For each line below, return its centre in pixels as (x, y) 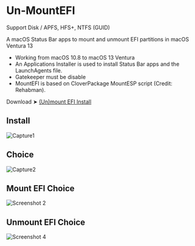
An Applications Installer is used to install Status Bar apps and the (97, 64)
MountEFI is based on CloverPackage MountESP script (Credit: (94, 83)
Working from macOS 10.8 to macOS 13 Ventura (75, 57)
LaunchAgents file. (39, 70)
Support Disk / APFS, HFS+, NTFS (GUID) (58, 27)
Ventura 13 (20, 46)
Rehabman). (30, 90)
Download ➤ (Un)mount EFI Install (49, 102)
